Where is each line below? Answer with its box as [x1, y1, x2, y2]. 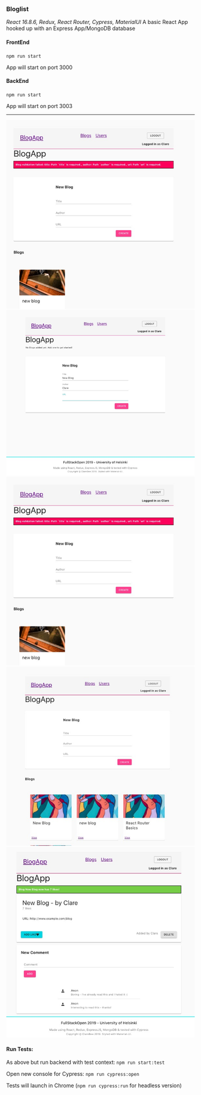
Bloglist [6, 5, 29, 13]
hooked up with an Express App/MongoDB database [6, 25, 136, 32]
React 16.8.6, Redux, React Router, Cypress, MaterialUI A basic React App [6, 19, 188, 26]
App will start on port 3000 [6, 64, 73, 71]
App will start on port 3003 [6, 102, 73, 109]
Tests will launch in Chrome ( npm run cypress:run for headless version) [6, 1082, 182, 1089]
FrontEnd [6, 38, 30, 46]
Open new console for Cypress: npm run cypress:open [6, 1070, 139, 1078]
